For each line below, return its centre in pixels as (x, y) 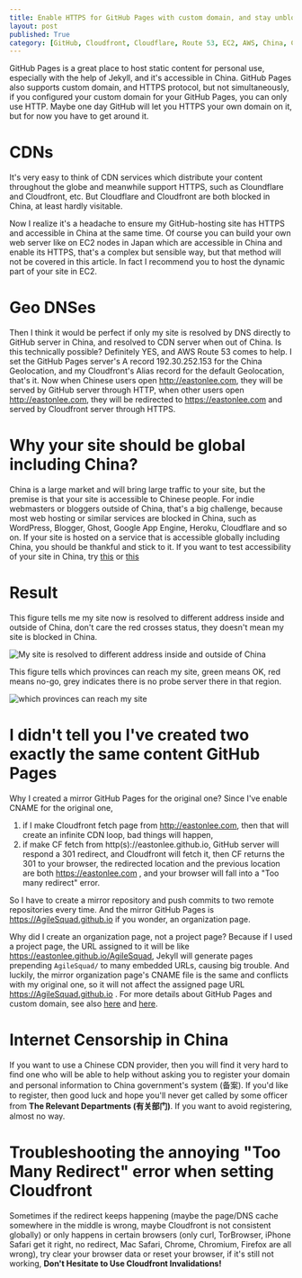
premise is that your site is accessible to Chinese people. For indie (132, 499)
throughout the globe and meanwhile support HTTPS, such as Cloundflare (147, 187)
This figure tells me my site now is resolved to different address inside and (147, 618)
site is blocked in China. (53, 637)
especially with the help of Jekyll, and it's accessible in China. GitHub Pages (151, 78)
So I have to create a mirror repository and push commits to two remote (142, 900)
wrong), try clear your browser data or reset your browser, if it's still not (142, 1254)
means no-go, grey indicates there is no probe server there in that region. (145, 681)
